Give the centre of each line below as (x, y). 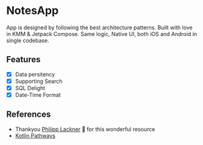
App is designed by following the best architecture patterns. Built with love (99, 27)
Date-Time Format (38, 94)
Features (23, 59)
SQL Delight (30, 88)
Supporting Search (39, 81)
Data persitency (35, 74)
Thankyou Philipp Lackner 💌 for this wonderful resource (85, 129)
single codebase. (28, 40)
